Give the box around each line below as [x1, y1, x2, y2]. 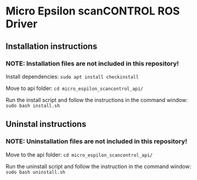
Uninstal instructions [5, 119, 86, 129]
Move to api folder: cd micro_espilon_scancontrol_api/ [5, 85, 143, 92]
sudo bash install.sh [5, 103, 60, 109]
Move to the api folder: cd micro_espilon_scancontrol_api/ [5, 151, 153, 158]
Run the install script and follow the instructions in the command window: [5, 96, 188, 103]
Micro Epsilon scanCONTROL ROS [5, 4, 180, 18]
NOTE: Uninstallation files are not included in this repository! [5, 137, 188, 146]
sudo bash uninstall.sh [5, 169, 66, 175]
